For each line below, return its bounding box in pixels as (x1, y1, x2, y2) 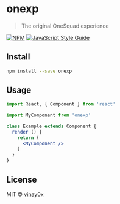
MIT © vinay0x (6, 191, 44, 198)
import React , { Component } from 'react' (6, 101, 116, 107)
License (6, 174, 37, 185)
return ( (17, 134, 40, 141)
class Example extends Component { (6, 123, 97, 130)
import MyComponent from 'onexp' (6, 112, 91, 118)
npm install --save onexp (6, 68, 72, 74)
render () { (12, 129, 43, 135)
